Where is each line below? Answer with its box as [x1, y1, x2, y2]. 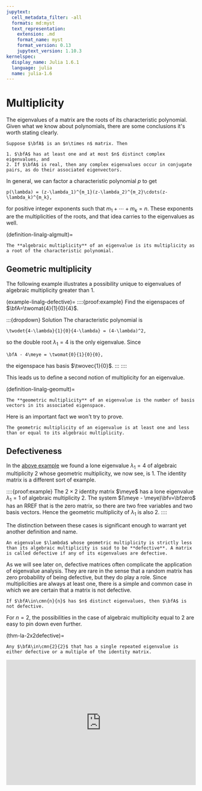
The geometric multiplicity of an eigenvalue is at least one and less [6, 424, 189, 430]
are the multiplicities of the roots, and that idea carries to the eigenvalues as [6, 212, 195, 220]
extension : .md [17, 31, 55, 37]
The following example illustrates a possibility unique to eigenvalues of [6, 280, 182, 287]
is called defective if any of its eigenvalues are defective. [6, 550, 168, 556]
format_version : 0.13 [17, 43, 71, 49]
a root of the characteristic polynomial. [6, 247, 114, 253]
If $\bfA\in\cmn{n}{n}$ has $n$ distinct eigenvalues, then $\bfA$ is [6, 598, 187, 604]
